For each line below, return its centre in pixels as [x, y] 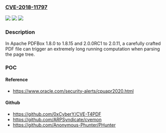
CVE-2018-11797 [26, 7]
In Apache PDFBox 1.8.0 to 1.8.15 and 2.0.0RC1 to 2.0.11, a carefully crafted [83, 43]
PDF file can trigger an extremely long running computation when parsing [82, 49]
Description [20, 32]
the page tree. [20, 54]
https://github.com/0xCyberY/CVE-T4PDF [57, 114]
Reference [17, 80]
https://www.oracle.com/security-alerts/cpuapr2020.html [73, 91]
